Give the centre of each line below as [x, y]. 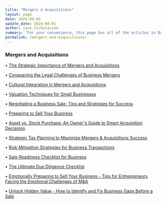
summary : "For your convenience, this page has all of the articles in [80, 33]
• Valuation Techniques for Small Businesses [51, 94]
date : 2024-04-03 [23, 19]
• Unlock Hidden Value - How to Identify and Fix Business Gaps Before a [79, 191]
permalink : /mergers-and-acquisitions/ [46, 38]
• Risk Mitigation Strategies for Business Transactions [60, 148]
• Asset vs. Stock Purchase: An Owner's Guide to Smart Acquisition [74, 123]
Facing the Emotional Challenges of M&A [47, 182]
